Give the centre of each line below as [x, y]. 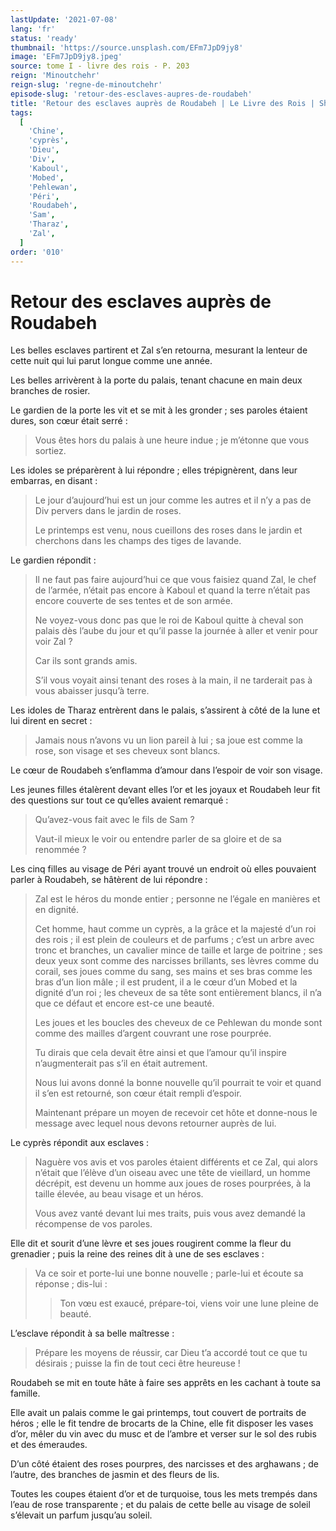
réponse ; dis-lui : [71, 1284]
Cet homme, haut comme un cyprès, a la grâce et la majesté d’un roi [175, 929]
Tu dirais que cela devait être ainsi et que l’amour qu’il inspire [160, 1053]
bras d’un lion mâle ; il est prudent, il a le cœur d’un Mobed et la [166, 982]
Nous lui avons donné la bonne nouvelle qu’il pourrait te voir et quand [178, 1083]
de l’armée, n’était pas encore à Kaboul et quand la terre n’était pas [172, 590]
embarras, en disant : [54, 481]
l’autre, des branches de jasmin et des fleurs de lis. [115, 1475]
